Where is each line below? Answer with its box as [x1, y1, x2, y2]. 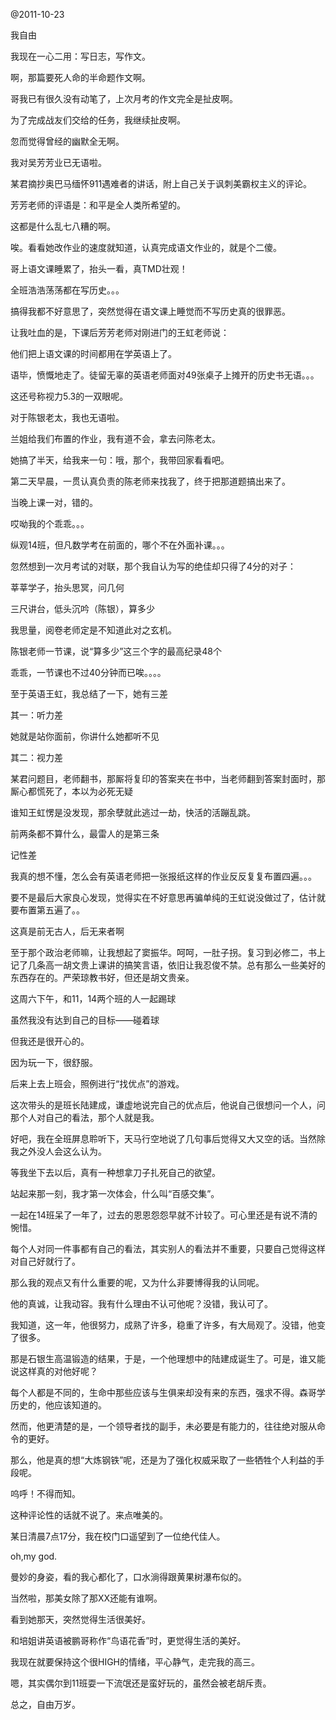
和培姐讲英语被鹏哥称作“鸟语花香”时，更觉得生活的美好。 [10, 1635, 247, 1646]
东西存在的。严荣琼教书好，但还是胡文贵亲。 [10, 972, 195, 983]
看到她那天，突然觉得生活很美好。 [10, 1614, 151, 1625]
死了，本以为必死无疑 [44, 785, 133, 797]
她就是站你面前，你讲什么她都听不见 [10, 730, 160, 742]
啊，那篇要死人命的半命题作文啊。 [10, 72, 151, 83]
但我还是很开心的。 [10, 1035, 90, 1047]
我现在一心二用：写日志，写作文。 [10, 50, 151, 62]
